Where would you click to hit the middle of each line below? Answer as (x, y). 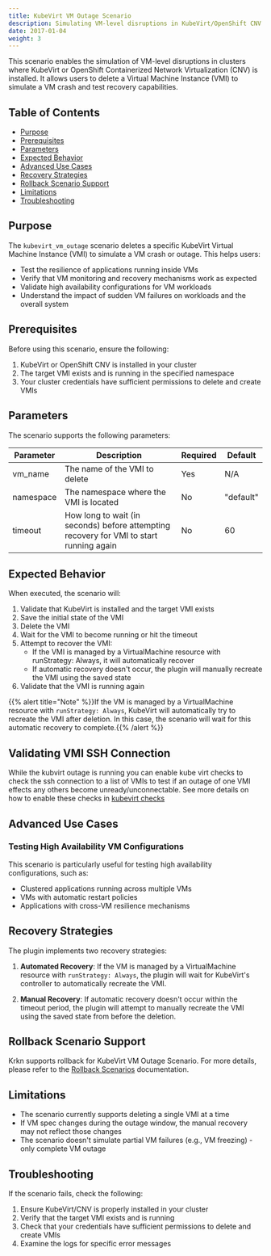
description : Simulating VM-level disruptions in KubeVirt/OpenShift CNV (135, 23)
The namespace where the (115, 492)
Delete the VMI (45, 626)
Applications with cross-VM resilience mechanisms (105, 905)
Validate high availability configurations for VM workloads (116, 287)
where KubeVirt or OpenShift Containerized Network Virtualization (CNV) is (133, 70)
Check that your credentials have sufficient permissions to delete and (135, 1227)
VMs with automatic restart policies (79, 897)
